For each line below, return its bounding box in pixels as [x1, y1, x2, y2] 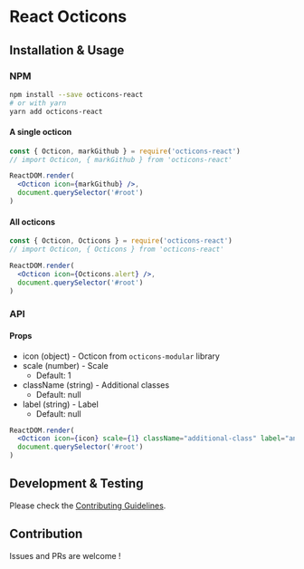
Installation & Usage [9, 43, 125, 58]
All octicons [9, 216, 56, 227]
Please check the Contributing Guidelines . [9, 500, 166, 511]
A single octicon [9, 127, 72, 138]
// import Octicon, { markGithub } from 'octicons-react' [9, 155, 233, 164]
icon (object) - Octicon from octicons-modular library [22, 351, 220, 362]
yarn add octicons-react [9, 107, 103, 116]
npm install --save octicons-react [9, 90, 144, 99]
